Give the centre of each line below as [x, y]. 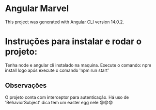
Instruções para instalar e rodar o [73, 41]
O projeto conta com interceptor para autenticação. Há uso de [67, 97]
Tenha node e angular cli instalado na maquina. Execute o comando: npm [78, 65]
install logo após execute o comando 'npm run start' [57, 70]
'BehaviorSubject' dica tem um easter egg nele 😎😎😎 [59, 102]
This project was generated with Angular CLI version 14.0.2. [65, 22]
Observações [26, 86]
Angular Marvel [37, 8]
